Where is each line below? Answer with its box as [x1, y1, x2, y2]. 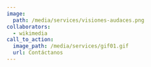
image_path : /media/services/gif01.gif [13, 43, 129, 50]
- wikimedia [13, 29, 48, 37]
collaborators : [6, 23, 51, 30]
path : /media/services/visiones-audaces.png [13, 17, 145, 24]
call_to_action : [6, 36, 54, 43]
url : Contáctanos [13, 50, 64, 57]
